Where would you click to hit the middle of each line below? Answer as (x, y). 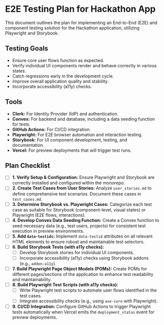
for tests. (21, 124)
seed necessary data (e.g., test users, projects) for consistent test (79, 226)
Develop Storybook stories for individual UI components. (77, 252)
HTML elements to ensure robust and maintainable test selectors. (78, 242)
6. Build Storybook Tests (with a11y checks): (58, 247)
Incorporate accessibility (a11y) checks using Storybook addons (84, 258)
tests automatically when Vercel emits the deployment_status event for (83, 312)
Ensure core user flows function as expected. (58, 60)
